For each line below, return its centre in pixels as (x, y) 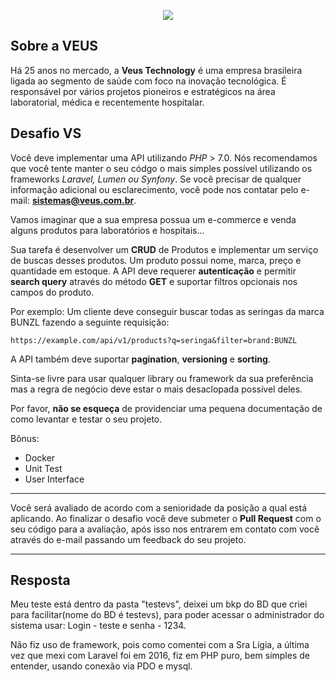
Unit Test (43, 468)
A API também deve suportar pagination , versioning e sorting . (140, 359)
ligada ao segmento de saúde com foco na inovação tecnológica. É (148, 81)
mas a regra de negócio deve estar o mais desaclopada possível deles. (156, 389)
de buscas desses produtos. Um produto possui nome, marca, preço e (156, 260)
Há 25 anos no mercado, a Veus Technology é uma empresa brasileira (156, 70)
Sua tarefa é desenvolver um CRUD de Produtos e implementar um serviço (164, 249)
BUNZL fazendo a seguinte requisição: (90, 322)
